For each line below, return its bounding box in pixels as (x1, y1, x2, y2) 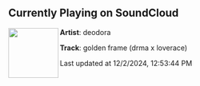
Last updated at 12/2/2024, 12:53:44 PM (59, 58, 193, 68)
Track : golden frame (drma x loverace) (59, 43, 188, 53)
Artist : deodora (59, 27, 111, 37)
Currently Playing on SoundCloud (8, 6, 179, 20)
